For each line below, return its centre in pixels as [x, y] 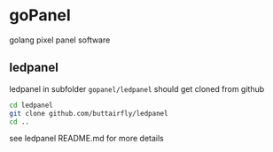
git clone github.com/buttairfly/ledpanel [89, 113]
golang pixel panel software [60, 40]
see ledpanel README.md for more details [86, 139]
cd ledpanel [31, 105]
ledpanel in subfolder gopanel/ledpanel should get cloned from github [137, 88]
